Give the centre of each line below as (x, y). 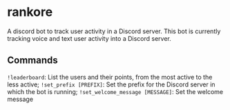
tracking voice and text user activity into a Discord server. (89, 38)
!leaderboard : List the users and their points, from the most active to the (110, 77)
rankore (30, 12)
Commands (33, 61)
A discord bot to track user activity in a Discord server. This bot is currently (114, 31)
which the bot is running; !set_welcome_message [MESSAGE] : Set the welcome (115, 91)
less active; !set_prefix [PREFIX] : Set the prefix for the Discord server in (111, 84)
